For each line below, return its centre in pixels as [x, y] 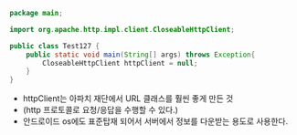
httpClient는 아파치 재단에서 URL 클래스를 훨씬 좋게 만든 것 [128, 99]
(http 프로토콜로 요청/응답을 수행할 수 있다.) [100, 110]
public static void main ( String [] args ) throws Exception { [141, 55]
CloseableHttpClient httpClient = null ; [120, 63]
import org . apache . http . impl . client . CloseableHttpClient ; [122, 29]
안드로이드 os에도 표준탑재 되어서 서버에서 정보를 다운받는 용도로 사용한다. [155, 121]
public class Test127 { [55, 46]
